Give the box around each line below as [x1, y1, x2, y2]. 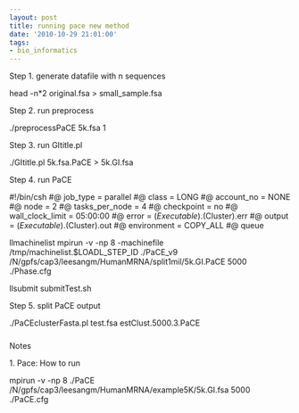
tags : [9, 37, 29, 47]
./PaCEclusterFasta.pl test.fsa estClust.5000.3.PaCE [9, 318, 201, 328]
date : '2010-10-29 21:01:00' [9, 29, 118, 38]
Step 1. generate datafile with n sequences [9, 70, 166, 81]
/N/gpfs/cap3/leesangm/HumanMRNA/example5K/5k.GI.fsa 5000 [9, 384, 251, 395]
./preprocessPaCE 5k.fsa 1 [9, 122, 106, 134]
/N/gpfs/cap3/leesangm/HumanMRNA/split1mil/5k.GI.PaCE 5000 [9, 256, 247, 268]
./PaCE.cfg [9, 393, 49, 404]
